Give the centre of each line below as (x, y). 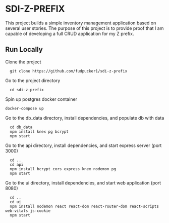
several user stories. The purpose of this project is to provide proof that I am (84, 28)
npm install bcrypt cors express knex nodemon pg (63, 169)
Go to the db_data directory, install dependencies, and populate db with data (85, 118)
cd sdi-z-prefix (27, 90)
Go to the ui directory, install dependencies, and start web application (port (83, 182)
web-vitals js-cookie (28, 211)
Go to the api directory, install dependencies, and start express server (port (83, 145)
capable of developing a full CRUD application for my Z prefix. (70, 33)
